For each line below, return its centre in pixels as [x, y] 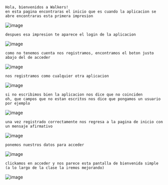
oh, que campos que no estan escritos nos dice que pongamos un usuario [83, 99]
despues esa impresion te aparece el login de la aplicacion [71, 35]
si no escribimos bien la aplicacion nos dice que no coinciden [74, 95]
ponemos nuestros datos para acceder [45, 145]
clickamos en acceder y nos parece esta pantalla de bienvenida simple [82, 163]
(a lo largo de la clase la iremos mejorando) [55, 168]
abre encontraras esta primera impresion [49, 16]
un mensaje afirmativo [29, 126]
